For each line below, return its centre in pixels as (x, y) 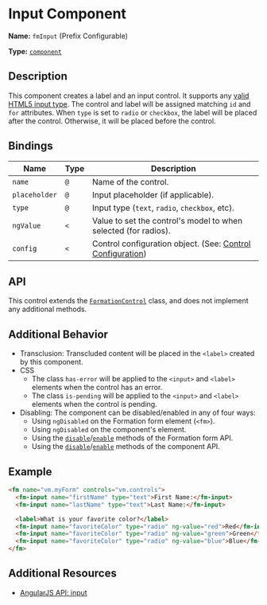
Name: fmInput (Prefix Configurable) (68, 36)
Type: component (35, 51)
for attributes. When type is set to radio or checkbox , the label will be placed (133, 112)
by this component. (51, 362)
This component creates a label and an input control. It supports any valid (129, 96)
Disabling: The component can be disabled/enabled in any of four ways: (137, 413)
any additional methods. (48, 309)
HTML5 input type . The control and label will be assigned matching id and (130, 103)
